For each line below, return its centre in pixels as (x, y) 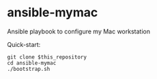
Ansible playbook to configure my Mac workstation (78, 31)
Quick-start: (24, 44)
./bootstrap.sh (29, 69)
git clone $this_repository (47, 57)
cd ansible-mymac (32, 63)
